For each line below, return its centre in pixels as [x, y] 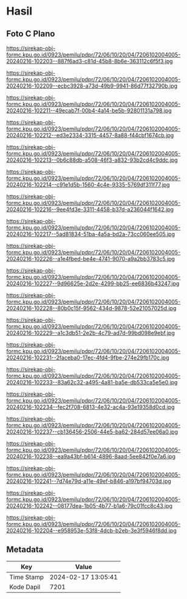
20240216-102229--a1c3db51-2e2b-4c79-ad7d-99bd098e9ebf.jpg [90, 333]
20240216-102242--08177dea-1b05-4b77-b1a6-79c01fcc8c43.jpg [90, 506]
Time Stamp [27, 577]
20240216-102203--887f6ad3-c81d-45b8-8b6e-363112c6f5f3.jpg [90, 61]
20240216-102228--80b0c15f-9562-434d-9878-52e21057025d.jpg [91, 308]
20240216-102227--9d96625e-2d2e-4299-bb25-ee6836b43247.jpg [93, 283]
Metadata [25, 549]
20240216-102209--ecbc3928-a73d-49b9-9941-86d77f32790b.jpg [92, 86]
